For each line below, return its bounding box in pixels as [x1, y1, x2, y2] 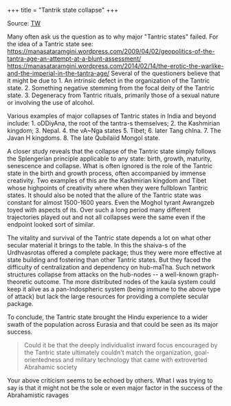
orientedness [23, 356, 62, 364]
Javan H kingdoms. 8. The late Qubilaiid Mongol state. [7, 134, 160, 142]
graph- [199, 270, 219, 278]
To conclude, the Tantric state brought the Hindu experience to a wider [7, 313, 208, 321]
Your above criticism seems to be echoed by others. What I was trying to [7, 376, 213, 385]
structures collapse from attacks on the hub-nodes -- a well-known [7, 270, 198, 278]
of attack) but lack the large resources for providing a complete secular [7, 292, 209, 301]
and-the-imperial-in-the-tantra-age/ [7, 69, 110, 77]
